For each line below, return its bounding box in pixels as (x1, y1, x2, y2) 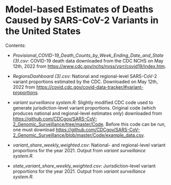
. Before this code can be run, (103, 121, 166, 127)
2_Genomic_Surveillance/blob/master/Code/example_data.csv (12, 132, 144, 138)
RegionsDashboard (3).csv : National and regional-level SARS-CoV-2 (12, 73, 157, 79)
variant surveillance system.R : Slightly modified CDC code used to (12, 99, 154, 106)
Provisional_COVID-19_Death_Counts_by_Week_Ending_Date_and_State (12, 52, 164, 58)
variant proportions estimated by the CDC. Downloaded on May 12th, (12, 78, 158, 85)
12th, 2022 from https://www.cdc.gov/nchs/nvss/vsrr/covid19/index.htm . (12, 63, 166, 69)
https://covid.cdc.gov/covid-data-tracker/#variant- (36, 84, 143, 90)
